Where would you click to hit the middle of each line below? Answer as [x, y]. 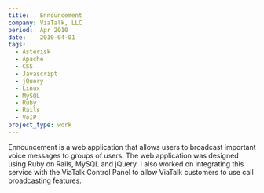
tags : [17, 45]
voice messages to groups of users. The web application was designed [123, 155]
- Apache [29, 60]
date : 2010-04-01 [42, 37]
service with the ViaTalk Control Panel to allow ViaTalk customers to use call [131, 172]
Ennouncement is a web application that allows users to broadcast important [132, 147]
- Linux [28, 88]
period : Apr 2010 [38, 30]
